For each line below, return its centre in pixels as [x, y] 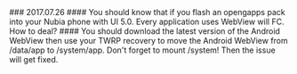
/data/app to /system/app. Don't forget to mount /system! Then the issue [142, 50]
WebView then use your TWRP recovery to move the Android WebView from [149, 41]
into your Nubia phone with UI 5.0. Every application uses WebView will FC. [147, 21]
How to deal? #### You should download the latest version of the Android [144, 31]
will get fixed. [34, 59]
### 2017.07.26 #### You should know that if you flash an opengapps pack [148, 12]
